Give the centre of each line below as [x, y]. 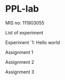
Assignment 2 [20, 62]
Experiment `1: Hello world [32, 42]
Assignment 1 [19, 52]
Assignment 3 [20, 72]
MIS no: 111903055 [25, 23]
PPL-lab [22, 9]
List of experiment [24, 32]
